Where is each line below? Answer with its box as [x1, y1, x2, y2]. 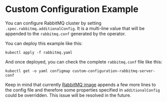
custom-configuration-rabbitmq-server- [72, 68, 155, 73]
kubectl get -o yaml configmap [5, 68, 70, 73]
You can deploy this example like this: [5, 40, 83, 46]
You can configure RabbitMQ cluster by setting [5, 20, 101, 26]
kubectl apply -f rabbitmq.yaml [5, 50, 72, 55]
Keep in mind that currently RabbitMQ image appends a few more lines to [5, 81, 156, 87]
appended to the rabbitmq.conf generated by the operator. [5, 30, 126, 36]
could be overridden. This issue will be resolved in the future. [5, 92, 131, 98]
